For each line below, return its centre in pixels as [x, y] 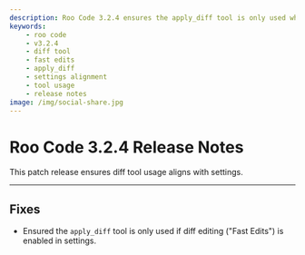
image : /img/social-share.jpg [67, 102]
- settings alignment [66, 77]
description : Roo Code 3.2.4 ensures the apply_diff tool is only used [148, 18]
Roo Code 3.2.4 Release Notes [127, 147]
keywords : [28, 26]
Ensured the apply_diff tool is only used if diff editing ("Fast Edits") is [153, 231]
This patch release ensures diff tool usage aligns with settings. [126, 172]
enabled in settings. [59, 240]
